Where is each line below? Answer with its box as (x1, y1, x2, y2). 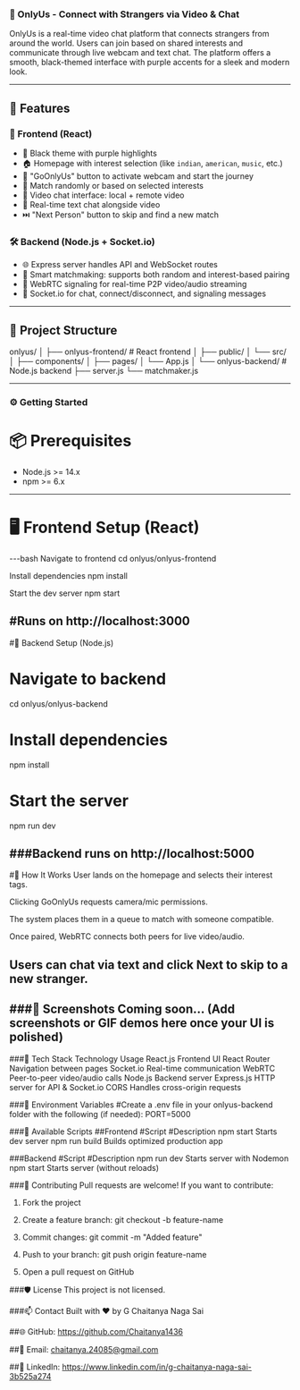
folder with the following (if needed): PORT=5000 (9, 1108, 191, 1119)
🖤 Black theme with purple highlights (21, 148, 158, 158)
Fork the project (21, 1197, 82, 1208)
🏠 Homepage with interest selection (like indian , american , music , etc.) (21, 157, 283, 168)
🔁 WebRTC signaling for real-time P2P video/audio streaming (21, 279, 247, 290)
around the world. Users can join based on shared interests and (9, 38, 244, 48)
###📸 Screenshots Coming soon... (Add (9, 1002, 235, 1017)
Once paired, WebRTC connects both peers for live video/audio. (9, 931, 246, 942)
